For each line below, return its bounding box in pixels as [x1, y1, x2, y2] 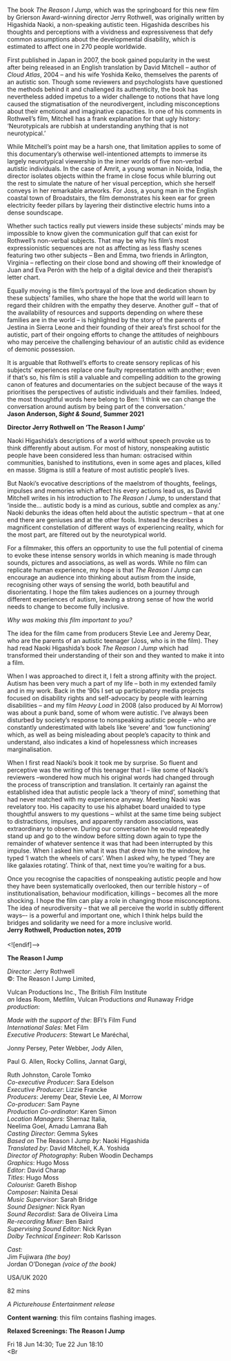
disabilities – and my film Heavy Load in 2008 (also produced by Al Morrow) [7, 702, 223, 709]
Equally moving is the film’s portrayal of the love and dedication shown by [7, 286, 216, 295]
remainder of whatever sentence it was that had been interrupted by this [7, 840, 213, 847]
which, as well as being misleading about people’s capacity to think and [7, 731, 210, 739]
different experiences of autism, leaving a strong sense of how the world [7, 595, 214, 603]
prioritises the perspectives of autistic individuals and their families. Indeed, [7, 388, 222, 396]
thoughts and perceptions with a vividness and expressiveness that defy [7, 28, 213, 36]
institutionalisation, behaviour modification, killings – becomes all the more [7, 889, 219, 897]
